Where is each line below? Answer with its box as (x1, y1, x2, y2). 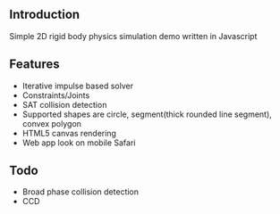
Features (9, 57, 60, 72)
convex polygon (21, 118, 82, 128)
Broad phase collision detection (21, 186, 140, 197)
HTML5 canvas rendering (21, 128, 116, 138)
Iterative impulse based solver (21, 80, 134, 91)
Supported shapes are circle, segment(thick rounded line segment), (21, 109, 273, 119)
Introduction (9, 7, 81, 22)
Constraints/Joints (21, 89, 90, 101)
